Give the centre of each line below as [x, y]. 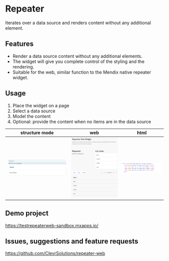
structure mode [37, 133]
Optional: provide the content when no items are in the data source [82, 121]
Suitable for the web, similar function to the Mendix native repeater [82, 72]
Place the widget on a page [41, 105]
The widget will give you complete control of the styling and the [78, 61]
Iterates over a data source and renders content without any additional [78, 23]
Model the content [31, 116]
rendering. [23, 67]
